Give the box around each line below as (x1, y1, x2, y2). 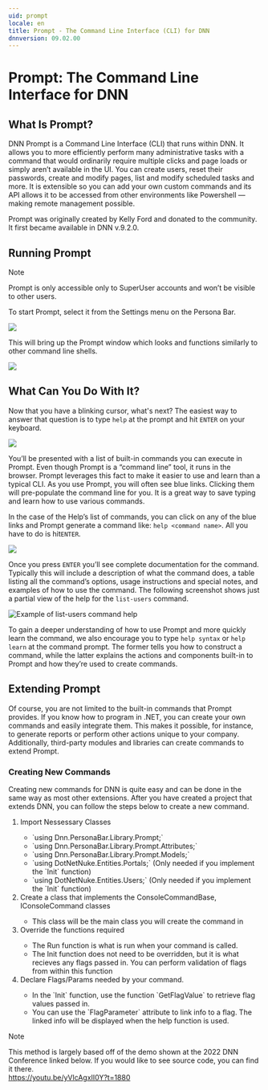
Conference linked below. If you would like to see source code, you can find (8, 1055, 259, 1065)
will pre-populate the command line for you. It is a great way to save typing (8, 488, 256, 497)
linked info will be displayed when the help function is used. (31, 1015, 229, 1025)
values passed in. (31, 998, 91, 1008)
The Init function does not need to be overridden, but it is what (31, 949, 239, 958)
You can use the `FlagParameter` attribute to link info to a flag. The (31, 1007, 253, 1017)
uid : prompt (8, 11, 48, 20)
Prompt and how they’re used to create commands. (8, 659, 178, 668)
